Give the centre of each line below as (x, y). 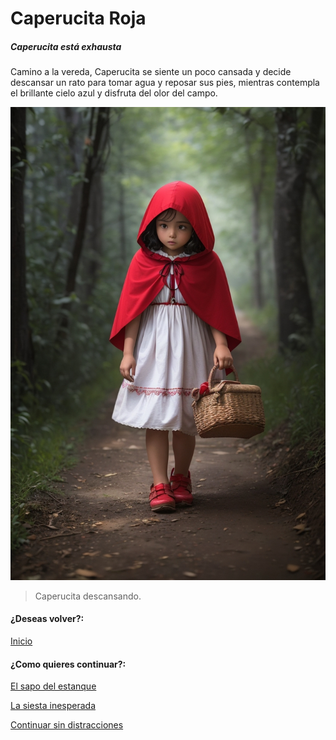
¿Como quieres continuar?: (68, 664)
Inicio (21, 641)
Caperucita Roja (78, 18)
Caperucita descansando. (88, 596)
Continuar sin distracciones (67, 725)
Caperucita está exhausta (66, 46)
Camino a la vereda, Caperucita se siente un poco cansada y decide (151, 72)
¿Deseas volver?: (47, 619)
